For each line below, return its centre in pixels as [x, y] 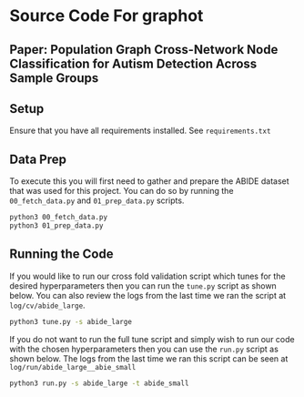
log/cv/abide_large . [47, 305]
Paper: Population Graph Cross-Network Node [144, 50]
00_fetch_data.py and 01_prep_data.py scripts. [97, 200]
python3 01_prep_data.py [56, 226]
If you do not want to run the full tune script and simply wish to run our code [152, 339]
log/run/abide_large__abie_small [73, 367]
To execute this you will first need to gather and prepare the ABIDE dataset [149, 181]
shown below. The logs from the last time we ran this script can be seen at [149, 358]
